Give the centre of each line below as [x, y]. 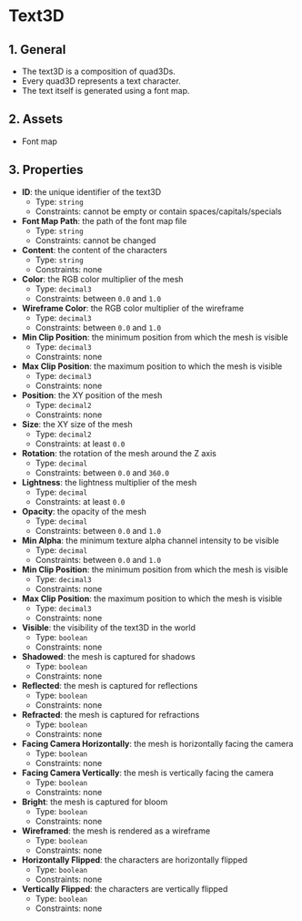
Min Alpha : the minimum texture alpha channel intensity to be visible [150, 540]
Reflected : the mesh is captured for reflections [110, 685]
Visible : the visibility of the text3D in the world [109, 627]
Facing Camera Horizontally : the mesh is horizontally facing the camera [157, 743]
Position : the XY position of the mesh [92, 395]
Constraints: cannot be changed [96, 240]
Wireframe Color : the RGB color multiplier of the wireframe [133, 308]
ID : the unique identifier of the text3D [91, 191]
